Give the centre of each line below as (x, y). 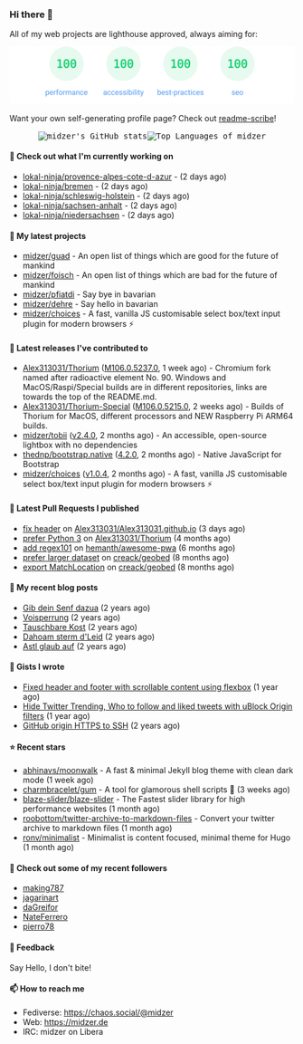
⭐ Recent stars (38, 747)
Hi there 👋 (32, 14)
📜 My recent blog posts (54, 588)
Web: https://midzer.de (65, 1021)
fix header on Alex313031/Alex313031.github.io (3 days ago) (134, 528)
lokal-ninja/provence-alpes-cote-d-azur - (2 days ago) (125, 177)
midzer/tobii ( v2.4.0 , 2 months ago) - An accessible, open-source (144, 436)
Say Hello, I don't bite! (51, 967)
